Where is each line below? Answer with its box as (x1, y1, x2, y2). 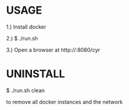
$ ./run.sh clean (6, 87, 45, 94)
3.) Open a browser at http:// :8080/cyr (6, 46, 100, 54)
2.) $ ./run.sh (6, 34, 39, 42)
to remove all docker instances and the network (6, 98, 123, 105)
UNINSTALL (6, 67, 65, 81)
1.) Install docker (6, 23, 46, 30)
